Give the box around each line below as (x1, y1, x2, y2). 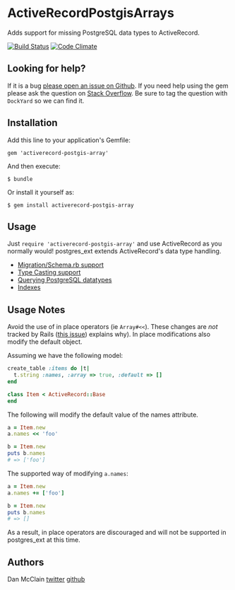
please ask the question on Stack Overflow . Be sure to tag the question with (7, 88, 228, 97)
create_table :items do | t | (7, 365, 90, 372)
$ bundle (7, 175, 33, 183)
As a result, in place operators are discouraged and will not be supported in (7, 528, 227, 537)
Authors (7, 556, 44, 568)
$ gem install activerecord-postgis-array (7, 202, 134, 209)
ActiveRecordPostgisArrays (7, 5, 174, 21)
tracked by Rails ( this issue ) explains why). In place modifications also (7, 330, 210, 339)
